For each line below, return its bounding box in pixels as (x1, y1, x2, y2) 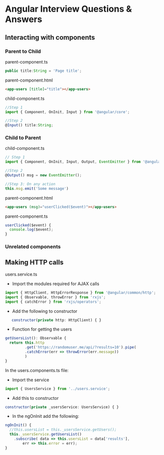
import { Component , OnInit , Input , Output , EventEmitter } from (5, 160, 141, 165)
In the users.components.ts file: (5, 367, 69, 373)
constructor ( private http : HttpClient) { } (11, 317, 102, 323)
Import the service (12, 377, 50, 383)
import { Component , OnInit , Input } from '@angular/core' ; (5, 109, 130, 114)
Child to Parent (5, 134, 41, 141)
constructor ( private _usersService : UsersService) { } (5, 404, 119, 410)
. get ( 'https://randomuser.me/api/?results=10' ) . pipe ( (24, 345, 137, 350)
